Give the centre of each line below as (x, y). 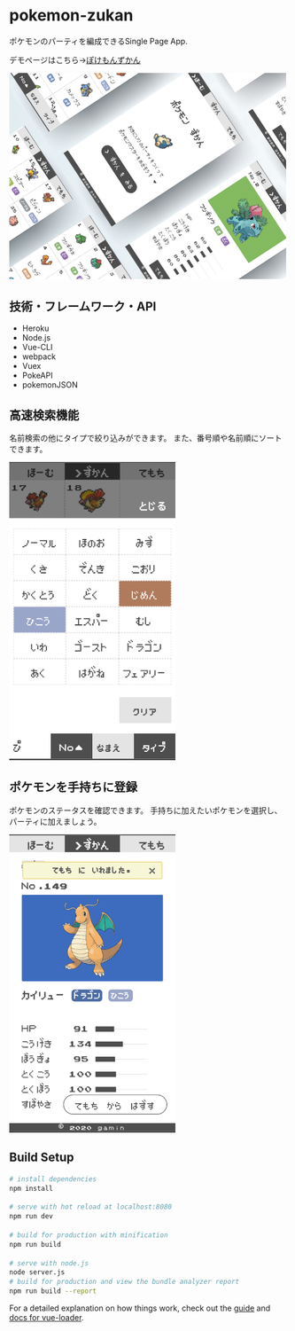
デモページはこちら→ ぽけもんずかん (75, 59)
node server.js (37, 1272)
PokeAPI (37, 376)
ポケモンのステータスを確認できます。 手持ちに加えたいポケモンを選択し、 (146, 810)
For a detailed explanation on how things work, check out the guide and (140, 1308)
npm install (31, 1188)
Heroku (35, 328)
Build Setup (42, 1158)
